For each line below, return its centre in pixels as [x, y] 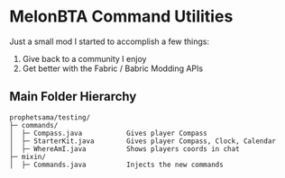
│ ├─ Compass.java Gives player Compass [108, 133]
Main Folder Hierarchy [73, 97]
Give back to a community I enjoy [84, 58]
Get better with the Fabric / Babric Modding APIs [113, 68]
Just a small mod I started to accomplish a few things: [110, 41]
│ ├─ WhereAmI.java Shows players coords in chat [125, 149]
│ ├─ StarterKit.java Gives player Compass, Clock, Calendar [143, 141]
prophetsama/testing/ [50, 117]
